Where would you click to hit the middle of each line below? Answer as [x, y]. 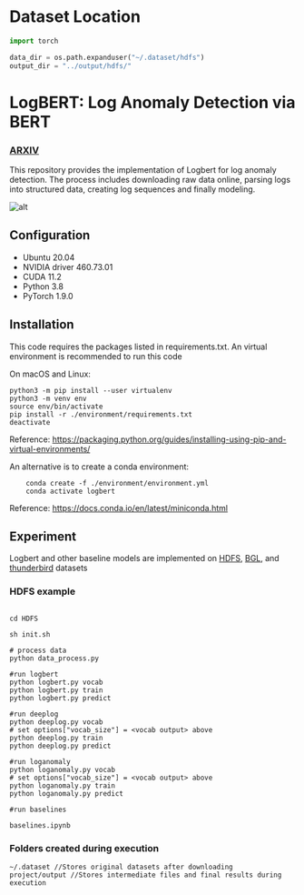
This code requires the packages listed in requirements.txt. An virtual [138, 347]
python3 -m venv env [49, 398]
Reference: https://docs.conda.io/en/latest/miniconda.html [119, 508]
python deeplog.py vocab [56, 722]
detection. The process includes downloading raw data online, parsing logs [150, 180]
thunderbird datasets [49, 568]
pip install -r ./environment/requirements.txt [101, 414]
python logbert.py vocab [56, 682]
